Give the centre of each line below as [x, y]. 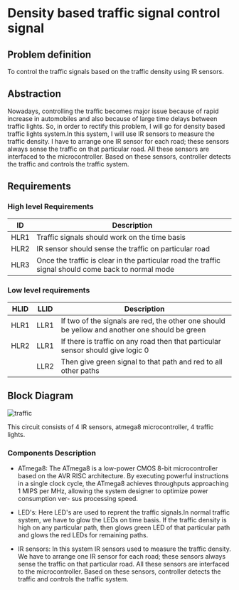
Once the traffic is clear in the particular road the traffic [129, 260]
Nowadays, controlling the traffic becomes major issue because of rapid [113, 111]
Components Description [52, 453]
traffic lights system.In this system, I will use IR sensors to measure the [111, 134]
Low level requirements [49, 290]
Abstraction [34, 94]
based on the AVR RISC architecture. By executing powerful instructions [123, 475]
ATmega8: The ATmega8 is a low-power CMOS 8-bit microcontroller [118, 468]
